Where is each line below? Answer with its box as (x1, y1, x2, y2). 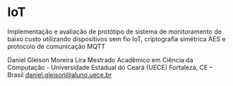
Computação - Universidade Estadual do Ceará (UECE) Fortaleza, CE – (7, 63, 213, 71)
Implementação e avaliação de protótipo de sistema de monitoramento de (7, 27, 222, 36)
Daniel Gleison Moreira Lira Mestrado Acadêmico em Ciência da (7, 55, 193, 64)
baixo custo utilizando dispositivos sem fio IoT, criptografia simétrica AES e (7, 34, 226, 43)
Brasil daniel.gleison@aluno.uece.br (7, 71, 112, 79)
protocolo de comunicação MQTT (7, 42, 106, 50)
